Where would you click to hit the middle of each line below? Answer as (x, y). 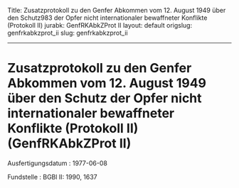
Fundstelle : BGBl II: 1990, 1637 (52, 177)
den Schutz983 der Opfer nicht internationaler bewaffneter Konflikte (107, 18)
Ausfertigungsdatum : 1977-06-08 (58, 163)
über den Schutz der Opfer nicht (105, 98)
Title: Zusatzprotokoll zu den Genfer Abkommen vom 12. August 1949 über (117, 10)
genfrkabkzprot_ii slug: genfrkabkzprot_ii (68, 33)
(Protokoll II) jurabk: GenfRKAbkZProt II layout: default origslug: (100, 25)
